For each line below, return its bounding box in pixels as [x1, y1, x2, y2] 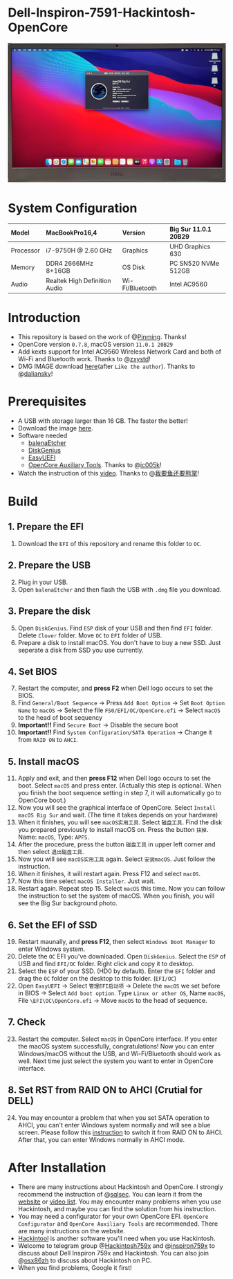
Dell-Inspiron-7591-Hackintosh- [8, 5, 196, 21]
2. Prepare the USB [8, 559, 91, 572]
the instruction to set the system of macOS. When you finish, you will [17, 891, 215, 900]
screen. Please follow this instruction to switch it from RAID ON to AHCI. [17, 1128, 223, 1136]
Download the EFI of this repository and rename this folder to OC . [17, 539, 203, 547]
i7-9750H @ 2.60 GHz [45, 246, 113, 254]
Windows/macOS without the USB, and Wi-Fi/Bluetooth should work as [17, 1049, 221, 1058]
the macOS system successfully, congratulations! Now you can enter [17, 1042, 215, 1050]
